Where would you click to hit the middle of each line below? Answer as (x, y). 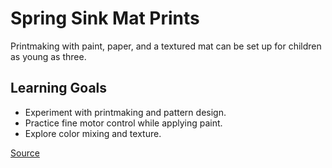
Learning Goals (59, 88)
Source (25, 153)
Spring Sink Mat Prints (105, 18)
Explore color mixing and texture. (93, 133)
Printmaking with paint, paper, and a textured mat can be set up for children (166, 46)
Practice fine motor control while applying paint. (123, 123)
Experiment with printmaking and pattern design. (125, 112)
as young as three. (48, 56)
